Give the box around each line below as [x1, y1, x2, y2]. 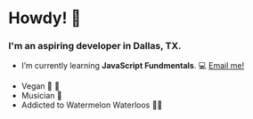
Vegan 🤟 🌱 [20, 81, 60, 91]
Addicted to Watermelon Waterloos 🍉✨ [20, 99, 163, 110]
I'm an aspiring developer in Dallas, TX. [8, 40, 182, 52]
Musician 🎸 [20, 91, 63, 101]
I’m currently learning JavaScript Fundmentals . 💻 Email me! [20, 60, 245, 71]
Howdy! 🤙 [8, 8, 82, 28]
